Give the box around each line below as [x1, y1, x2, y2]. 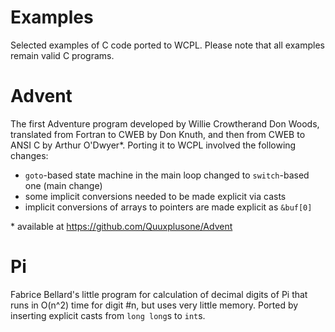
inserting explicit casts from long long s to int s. [10, 309, 206, 321]
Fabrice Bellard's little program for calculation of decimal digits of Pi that [10, 288, 308, 300]
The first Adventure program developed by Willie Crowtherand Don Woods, [10, 117, 320, 130]
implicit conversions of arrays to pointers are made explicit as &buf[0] [24, 201, 313, 213]
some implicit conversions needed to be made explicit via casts [24, 190, 287, 202]
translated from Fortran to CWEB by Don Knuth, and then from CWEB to [10, 128, 306, 140]
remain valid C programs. [10, 49, 115, 61]
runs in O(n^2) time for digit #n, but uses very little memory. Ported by [10, 299, 299, 311]
